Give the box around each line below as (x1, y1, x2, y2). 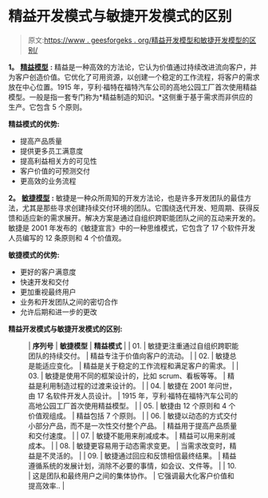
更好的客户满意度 (19, 267, 77, 277)
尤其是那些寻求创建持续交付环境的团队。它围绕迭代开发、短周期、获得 (22, 203, 253, 213)
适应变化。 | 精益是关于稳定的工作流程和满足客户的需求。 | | (41, 361, 239, 370)
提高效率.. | (28, 480, 65, 490)
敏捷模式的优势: (8, 249, 60, 260)
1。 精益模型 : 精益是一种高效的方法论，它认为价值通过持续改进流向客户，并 (8, 62, 258, 72)
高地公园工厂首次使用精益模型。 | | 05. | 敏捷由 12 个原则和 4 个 (28, 400, 236, 410)
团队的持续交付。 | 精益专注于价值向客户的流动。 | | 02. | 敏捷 (28, 351, 230, 361)
